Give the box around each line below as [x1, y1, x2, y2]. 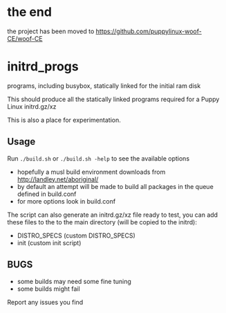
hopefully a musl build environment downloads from [17, 168, 166, 176]
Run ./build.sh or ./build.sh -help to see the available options [7, 154, 190, 163]
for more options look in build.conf [17, 197, 116, 205]
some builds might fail [17, 285, 81, 293]
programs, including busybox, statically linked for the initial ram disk [7, 81, 201, 90]
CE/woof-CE [7, 34, 43, 42]
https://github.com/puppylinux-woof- [95, 27, 202, 35]
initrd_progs [7, 59, 79, 75]
